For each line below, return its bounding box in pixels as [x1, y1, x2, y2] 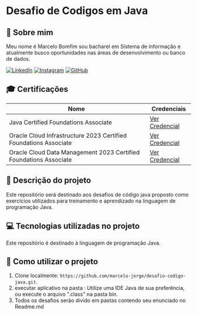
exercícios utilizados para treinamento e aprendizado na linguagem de [6, 197, 176, 204]
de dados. [6, 56, 30, 62]
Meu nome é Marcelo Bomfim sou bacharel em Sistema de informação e [6, 43, 181, 50]
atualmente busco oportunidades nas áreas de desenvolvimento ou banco [6, 49, 186, 56]
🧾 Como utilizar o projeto [6, 256, 98, 266]
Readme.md [14, 303, 44, 310]
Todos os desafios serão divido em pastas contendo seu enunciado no [14, 297, 186, 304]
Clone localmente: [14, 272, 59, 279]
